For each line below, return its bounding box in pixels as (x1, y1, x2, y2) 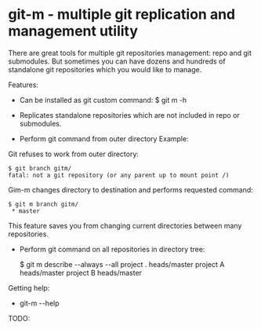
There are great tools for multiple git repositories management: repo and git (8, 48, 252, 57)
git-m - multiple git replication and (8, 5, 236, 24)
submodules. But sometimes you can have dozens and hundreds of (8, 57, 226, 66)
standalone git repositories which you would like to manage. (8, 64, 202, 74)
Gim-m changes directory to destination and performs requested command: (8, 185, 253, 194)
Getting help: (8, 283, 50, 292)
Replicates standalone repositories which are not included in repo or (19, 110, 241, 119)
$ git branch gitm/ (8, 164, 72, 172)
